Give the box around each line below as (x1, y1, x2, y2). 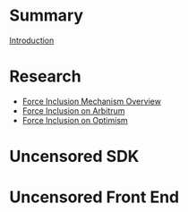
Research (9, 66, 82, 87)
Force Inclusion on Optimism (21, 114, 128, 125)
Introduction (9, 35, 55, 46)
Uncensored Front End (9, 187, 180, 208)
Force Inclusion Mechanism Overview (21, 96, 161, 106)
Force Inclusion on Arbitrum (21, 105, 125, 116)
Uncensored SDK (9, 147, 140, 166)
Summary (9, 5, 83, 26)
